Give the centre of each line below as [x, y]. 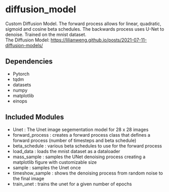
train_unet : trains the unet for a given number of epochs [72, 184]
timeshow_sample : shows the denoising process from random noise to [88, 173]
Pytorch [21, 74]
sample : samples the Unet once [47, 167]
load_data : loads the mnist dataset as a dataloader [66, 151]
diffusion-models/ [24, 45]
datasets [22, 84]
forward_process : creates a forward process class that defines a [81, 135]
